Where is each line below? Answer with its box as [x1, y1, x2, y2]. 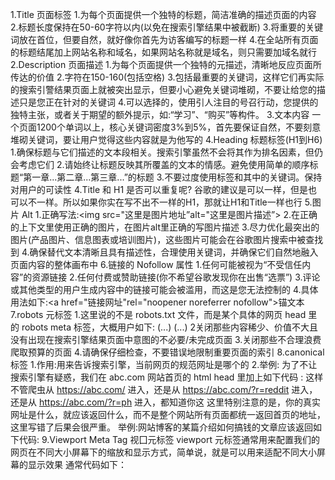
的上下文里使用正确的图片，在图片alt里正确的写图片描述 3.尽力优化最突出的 [10, 221, 320, 233]
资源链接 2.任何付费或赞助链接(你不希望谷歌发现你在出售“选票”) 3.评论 [31, 271, 321, 283]
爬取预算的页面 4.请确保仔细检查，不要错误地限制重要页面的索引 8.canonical [10, 346, 325, 358]
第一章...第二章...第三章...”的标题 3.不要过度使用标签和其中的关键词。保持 [23, 171, 323, 183]
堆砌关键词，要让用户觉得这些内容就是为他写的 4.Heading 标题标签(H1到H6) [10, 134, 323, 145]
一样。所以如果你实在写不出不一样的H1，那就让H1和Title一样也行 [36, 196, 303, 208]
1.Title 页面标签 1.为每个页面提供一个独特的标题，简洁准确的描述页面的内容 [10, 9, 317, 20]
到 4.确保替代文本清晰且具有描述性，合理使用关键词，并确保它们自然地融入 [10, 246, 319, 258]
